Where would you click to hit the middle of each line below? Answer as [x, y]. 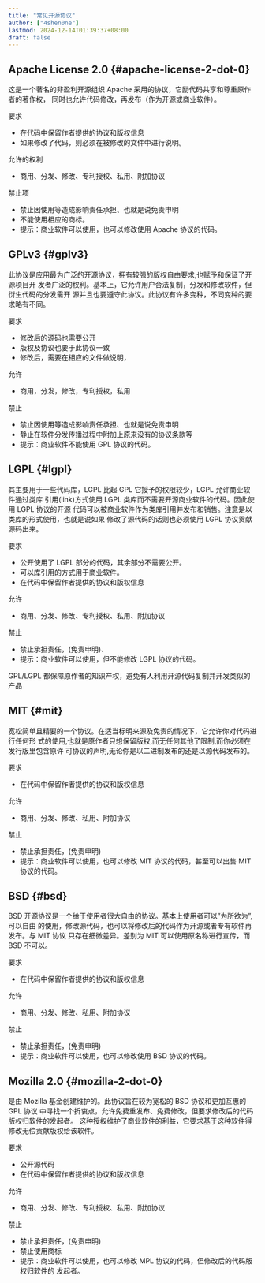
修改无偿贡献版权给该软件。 [53, 1131]
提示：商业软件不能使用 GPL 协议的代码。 [87, 444]
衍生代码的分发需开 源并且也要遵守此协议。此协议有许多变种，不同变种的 [127, 294]
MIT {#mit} [35, 711]
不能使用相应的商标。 [54, 220]
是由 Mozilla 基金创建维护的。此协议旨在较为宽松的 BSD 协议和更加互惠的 [127, 1102]
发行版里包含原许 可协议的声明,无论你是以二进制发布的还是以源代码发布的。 [131, 751]
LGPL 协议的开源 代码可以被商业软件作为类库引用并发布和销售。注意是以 [134, 509]
